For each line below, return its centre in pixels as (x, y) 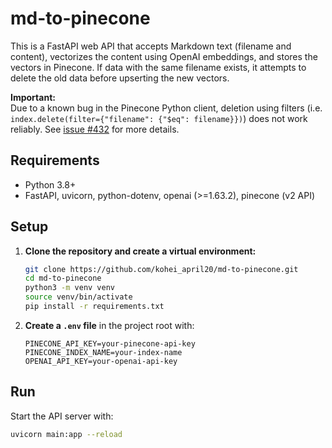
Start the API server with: (62, 416)
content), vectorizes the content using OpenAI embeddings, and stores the (164, 56)
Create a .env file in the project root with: (109, 325)
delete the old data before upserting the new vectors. (120, 78)
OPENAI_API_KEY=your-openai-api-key (101, 361)
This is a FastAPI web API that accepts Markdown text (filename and (151, 46)
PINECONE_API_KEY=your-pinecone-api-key (110, 343)
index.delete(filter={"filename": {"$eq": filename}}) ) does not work (159, 118)
